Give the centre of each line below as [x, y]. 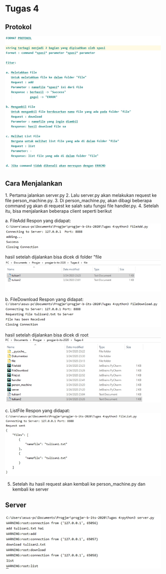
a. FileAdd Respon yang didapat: [38, 221]
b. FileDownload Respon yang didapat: [44, 299]
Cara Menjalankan [34, 183]
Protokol [19, 27]
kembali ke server [30, 489]
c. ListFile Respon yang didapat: [38, 411]
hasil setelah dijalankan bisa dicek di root [47, 335]
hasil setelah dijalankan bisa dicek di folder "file [54, 257]
